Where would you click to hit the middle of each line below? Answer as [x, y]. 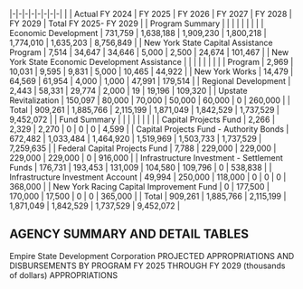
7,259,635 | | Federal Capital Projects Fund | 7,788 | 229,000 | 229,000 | [143, 148]
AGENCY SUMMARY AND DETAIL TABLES [129, 234]
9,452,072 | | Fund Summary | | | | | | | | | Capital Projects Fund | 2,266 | [142, 119]
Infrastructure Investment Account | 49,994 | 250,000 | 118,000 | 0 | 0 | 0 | [148, 177]
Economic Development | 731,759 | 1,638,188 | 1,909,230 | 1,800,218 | [138, 33]
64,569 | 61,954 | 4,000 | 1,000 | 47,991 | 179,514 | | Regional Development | [150, 81]
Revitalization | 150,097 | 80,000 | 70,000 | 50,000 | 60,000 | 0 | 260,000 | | [150, 100]
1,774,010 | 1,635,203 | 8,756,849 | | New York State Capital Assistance [141, 42]
